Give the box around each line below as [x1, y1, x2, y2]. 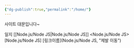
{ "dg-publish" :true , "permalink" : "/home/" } [4, 7, 91, 12]
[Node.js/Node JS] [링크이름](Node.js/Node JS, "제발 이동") [4, 37, 121, 43]
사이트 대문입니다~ [4, 21, 40, 27]
